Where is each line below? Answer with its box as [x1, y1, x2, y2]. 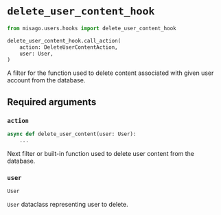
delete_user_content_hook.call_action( [7, 37, 121, 44]
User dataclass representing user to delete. [7, 200, 128, 208]
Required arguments [7, 96, 97, 108]
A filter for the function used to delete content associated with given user [7, 69, 214, 77]
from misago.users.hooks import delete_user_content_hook [7, 25, 176, 32]
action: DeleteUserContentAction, [19, 43, 118, 51]
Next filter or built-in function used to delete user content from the [7, 149, 194, 157]
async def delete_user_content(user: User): [7, 131, 137, 137]
